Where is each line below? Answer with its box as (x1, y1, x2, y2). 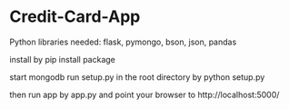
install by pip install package (9, 54, 115, 64)
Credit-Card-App (9, 6, 141, 27)
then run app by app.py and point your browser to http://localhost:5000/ (9, 89, 280, 100)
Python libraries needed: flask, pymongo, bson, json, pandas (9, 36, 237, 47)
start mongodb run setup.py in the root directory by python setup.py (9, 71, 265, 83)
